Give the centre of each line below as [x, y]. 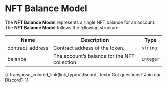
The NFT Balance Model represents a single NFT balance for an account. [80, 22]
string [149, 48]
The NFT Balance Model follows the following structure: [63, 27]
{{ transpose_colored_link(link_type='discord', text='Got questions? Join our [83, 74]
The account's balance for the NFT [94, 56]
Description [95, 40]
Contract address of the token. [89, 48]
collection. [65, 62]
